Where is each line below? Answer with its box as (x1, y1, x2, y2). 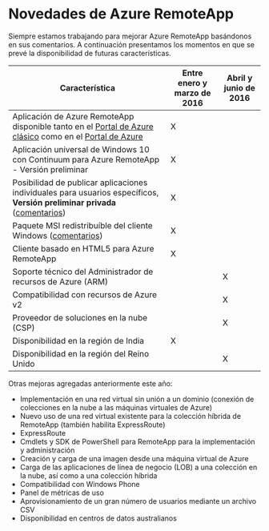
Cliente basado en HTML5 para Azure (12, 243, 155, 254)
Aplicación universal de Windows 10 (12, 143, 150, 155)
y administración (19, 445, 75, 455)
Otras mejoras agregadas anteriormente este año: (8, 378, 173, 388)
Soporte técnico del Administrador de (12, 266, 154, 277)
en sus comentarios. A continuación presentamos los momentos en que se (8, 39, 255, 49)
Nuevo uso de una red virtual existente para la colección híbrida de (19, 411, 242, 420)
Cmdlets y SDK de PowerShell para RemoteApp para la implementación (19, 436, 255, 446)
